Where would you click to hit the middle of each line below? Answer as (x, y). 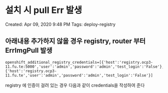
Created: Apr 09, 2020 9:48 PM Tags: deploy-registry (60, 24)
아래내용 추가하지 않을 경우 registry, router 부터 (75, 41)
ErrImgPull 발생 (29, 50)
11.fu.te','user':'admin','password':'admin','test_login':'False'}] (79, 75)
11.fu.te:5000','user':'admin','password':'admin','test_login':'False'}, (85, 67)
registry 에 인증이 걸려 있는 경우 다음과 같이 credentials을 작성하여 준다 (75, 85)
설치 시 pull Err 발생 (44, 10)
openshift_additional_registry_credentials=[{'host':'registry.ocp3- (79, 62)
